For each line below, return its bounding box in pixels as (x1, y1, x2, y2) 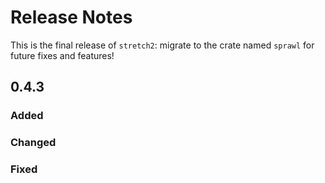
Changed (10, 136, 57, 150)
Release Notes (10, 6, 133, 29)
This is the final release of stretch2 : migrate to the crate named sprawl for (10, 39, 315, 51)
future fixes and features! (10, 49, 115, 61)
